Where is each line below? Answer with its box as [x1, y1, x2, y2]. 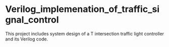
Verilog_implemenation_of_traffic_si [5, 3, 160, 15]
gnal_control [5, 14, 59, 25]
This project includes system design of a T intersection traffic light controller [5, 30, 164, 36]
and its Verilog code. [5, 36, 48, 42]
